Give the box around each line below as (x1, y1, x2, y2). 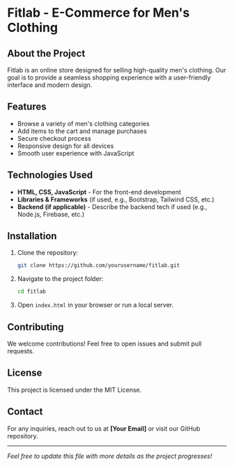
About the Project (7, 47, 86, 59)
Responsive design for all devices (17, 141, 114, 150)
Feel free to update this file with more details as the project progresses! (7, 452, 212, 460)
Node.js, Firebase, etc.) (17, 210, 85, 218)
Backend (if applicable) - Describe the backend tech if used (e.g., (17, 202, 208, 210)
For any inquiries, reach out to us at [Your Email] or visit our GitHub (7, 424, 201, 433)
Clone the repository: (17, 249, 79, 257)
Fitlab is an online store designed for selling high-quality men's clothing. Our (7, 66, 226, 74)
